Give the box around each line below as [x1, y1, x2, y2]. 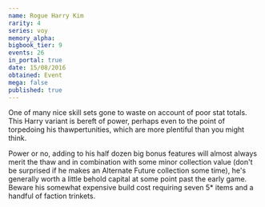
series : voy [8, 26, 48, 34]
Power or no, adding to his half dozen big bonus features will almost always [8, 149, 258, 158]
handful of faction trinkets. [8, 191, 96, 201]
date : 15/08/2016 [8, 64, 66, 72]
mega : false [8, 78, 48, 86]
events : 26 [8, 49, 45, 57]
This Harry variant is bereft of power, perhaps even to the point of [8, 117, 226, 126]
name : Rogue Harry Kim [8, 11, 84, 20]
